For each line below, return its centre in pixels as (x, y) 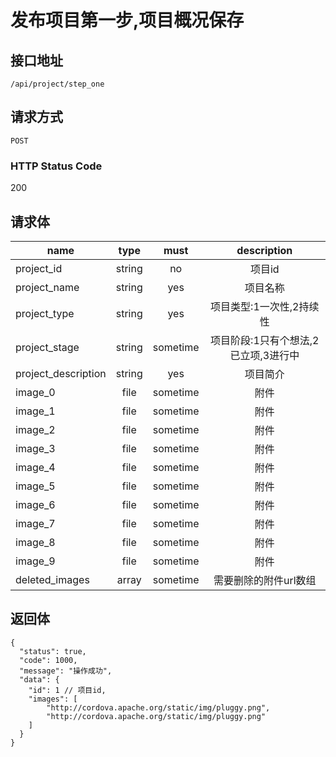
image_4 (35, 467)
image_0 (35, 392)
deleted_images (52, 579)
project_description (61, 373)
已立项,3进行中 (264, 355)
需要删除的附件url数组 (265, 580)
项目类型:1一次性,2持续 (265, 306)
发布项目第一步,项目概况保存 (127, 20)
